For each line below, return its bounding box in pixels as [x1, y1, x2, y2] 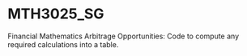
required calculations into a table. [7, 39, 119, 49]
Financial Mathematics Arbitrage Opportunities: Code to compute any [7, 31, 240, 41]
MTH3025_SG [7, 5, 104, 23]
